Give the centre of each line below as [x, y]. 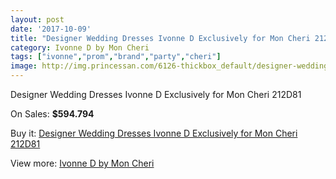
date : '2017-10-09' [51, 29]
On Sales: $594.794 [52, 114]
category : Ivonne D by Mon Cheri [80, 47]
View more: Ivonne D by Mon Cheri [82, 163]
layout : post [37, 19]
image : [24, 66]
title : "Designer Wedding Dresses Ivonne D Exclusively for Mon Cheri [160, 38]
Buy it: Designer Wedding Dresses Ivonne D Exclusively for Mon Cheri [154, 133]
